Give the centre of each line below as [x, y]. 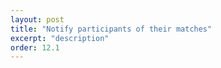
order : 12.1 [35, 47]
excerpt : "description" [60, 38]
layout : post [37, 19]
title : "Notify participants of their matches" [111, 29]
